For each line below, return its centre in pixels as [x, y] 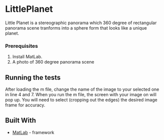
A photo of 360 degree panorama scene [53, 62]
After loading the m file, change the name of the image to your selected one [82, 89]
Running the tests [33, 77]
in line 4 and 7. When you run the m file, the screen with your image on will [81, 95]
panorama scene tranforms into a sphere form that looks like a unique [76, 28]
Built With [20, 121]
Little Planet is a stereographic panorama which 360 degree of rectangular [81, 23]
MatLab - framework [33, 132]
